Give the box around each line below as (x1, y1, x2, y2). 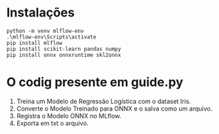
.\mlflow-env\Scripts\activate (6, 33, 97, 41)
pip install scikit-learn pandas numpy (6, 45, 122, 52)
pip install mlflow (6, 39, 63, 46)
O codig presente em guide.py (6, 74, 184, 90)
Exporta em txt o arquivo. (16, 119, 89, 127)
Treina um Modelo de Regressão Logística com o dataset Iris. (16, 97, 191, 105)
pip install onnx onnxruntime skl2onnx (6, 52, 122, 58)
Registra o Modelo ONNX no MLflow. (16, 111, 122, 120)
